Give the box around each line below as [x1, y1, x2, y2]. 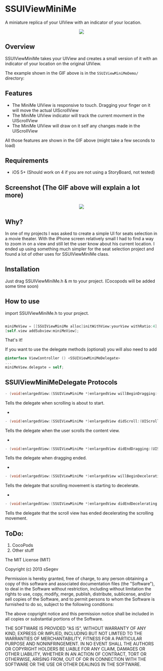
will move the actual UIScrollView [12, 107, 79, 113]
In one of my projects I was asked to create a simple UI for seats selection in [5, 230, 158, 236]
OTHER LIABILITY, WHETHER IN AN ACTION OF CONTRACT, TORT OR [5, 651, 147, 657]
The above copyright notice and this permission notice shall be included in [5, 611, 154, 617]
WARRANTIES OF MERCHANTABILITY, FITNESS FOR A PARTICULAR [5, 636, 142, 641]
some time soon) [5, 283, 39, 289]
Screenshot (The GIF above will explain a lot [5, 183, 140, 192]
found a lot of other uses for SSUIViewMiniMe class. [5, 251, 110, 257]
